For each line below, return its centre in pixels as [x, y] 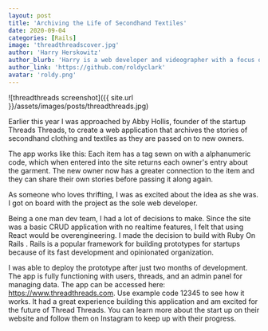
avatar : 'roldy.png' [43, 75]
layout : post [30, 16]
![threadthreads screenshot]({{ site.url [71, 97]
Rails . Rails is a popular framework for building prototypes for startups [124, 243]
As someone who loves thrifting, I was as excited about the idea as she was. [134, 194]
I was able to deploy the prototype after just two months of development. [128, 267]
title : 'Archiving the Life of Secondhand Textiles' [98, 23]
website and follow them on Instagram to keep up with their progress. [122, 318]
